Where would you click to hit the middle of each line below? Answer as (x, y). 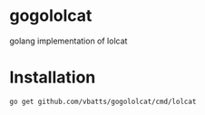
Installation (53, 77)
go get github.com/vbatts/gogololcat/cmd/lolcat (103, 101)
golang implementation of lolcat (68, 41)
